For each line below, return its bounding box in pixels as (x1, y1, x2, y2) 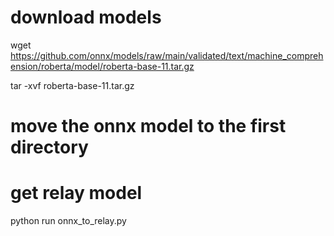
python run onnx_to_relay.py (10, 215, 127, 227)
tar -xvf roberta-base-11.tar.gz (10, 79, 135, 91)
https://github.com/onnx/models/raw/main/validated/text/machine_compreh (10, 49, 324, 61)
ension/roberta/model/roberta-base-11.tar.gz (10, 60, 195, 72)
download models (10, 6, 162, 29)
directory (10, 136, 89, 159)
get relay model (10, 182, 143, 205)
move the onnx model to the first (10, 115, 287, 138)
